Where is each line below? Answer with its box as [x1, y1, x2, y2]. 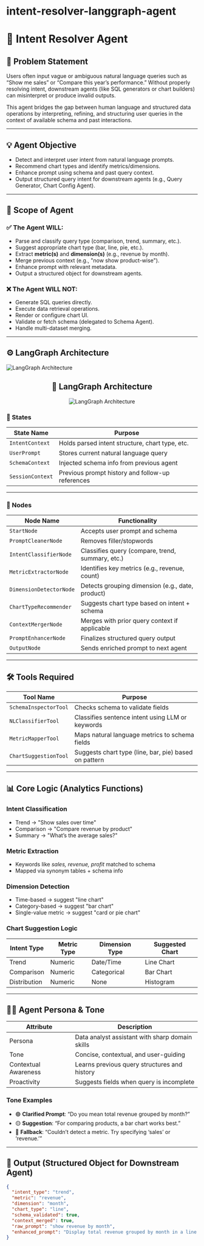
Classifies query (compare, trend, [80, 546, 176, 555]
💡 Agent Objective [6, 140, 77, 150]
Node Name [24, 517, 59, 525]
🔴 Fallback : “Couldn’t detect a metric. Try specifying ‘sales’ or [15, 1128, 171, 1135]
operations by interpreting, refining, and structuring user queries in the [6, 110, 183, 117]
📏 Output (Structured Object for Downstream [6, 1158, 179, 1169]
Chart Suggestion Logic [6, 924, 78, 933]
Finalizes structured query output [80, 634, 176, 642]
